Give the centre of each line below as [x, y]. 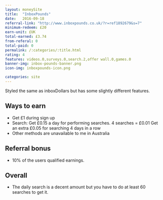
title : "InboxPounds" [28, 14]
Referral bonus [28, 149]
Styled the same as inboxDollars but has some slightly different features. [78, 91]
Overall [16, 175]
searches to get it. [30, 192]
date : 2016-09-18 [25, 18]
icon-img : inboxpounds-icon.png [38, 68]
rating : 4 [15, 55]
